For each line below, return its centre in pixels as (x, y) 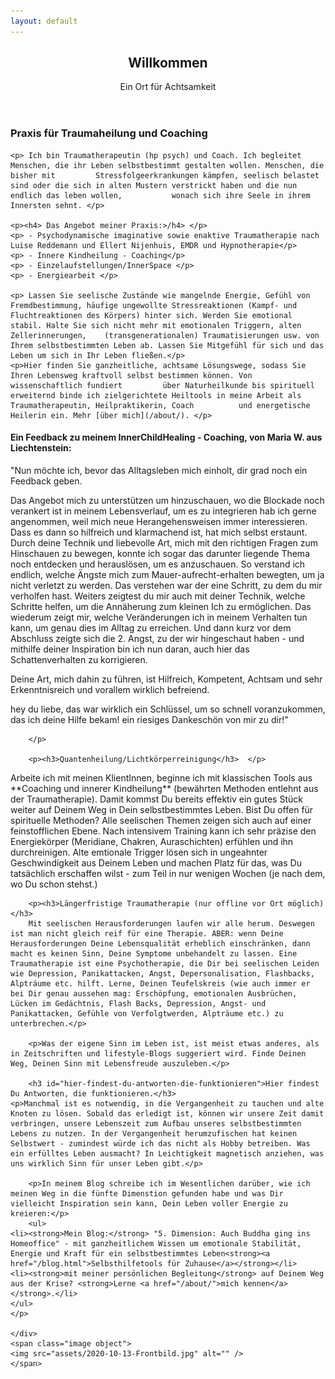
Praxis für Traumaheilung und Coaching (109, 133)
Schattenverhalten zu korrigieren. (79, 660)
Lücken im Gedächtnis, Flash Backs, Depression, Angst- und (138, 1004)
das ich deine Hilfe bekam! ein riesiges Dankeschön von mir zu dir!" (149, 720)
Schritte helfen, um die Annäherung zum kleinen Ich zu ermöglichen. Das (161, 607)
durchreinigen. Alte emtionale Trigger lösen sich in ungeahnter (139, 852)
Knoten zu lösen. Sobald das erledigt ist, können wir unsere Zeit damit (167, 1114)
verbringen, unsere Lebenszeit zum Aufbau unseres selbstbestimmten (156, 1124)
